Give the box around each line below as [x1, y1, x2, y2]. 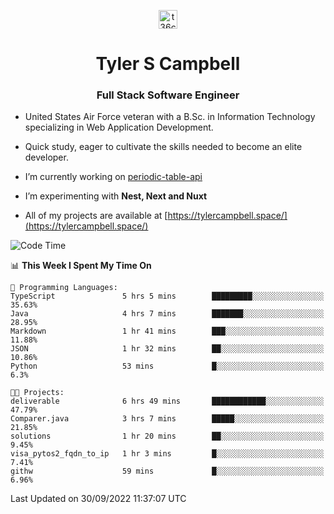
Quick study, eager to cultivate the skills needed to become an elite [24, 141, 303, 153]
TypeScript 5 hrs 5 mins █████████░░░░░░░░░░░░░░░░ [10, 291, 325, 302]
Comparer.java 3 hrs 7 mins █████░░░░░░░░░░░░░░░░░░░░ [10, 414, 325, 424]
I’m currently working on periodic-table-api [24, 171, 203, 183]
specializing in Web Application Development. [24, 121, 214, 134]
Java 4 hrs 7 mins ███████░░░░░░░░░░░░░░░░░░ [10, 309, 325, 319]
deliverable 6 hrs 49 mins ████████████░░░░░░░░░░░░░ [10, 396, 325, 407]
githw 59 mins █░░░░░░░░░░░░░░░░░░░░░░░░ [10, 466, 325, 477]
